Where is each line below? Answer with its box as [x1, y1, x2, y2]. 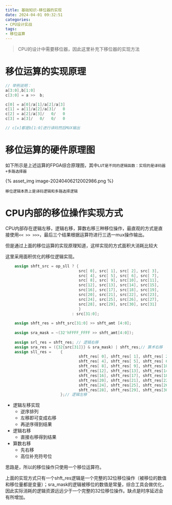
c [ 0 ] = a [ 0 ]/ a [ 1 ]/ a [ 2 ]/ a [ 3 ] [5, 102, 66, 107]
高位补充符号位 [20, 453, 52, 459]
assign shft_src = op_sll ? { [14, 263, 79, 269]
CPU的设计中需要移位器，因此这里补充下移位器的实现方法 [17, 46, 140, 52]
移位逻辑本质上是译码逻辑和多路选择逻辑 [5, 188, 78, 194]
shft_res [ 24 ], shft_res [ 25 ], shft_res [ [78, 383, 164, 388]
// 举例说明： [5, 83, 32, 88]
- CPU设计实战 [5, 22, 32, 27]
